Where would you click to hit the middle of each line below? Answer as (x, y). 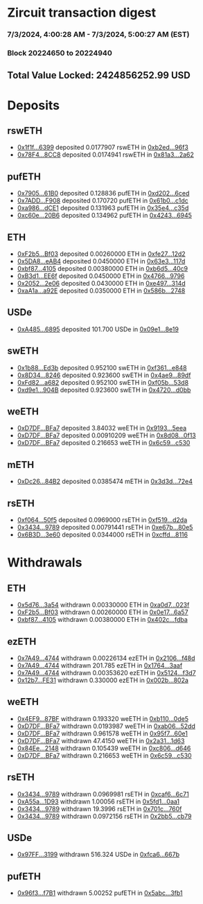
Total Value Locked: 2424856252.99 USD (99, 75)
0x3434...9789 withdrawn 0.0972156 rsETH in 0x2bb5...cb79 (104, 816)
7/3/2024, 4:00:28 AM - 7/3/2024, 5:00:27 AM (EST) (98, 35)
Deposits (34, 105)
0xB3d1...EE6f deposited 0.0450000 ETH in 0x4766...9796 (101, 276)
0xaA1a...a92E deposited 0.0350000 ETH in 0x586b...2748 (101, 291)
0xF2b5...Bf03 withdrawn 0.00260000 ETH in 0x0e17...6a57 (103, 612)
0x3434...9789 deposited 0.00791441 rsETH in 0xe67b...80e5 (105, 528)
